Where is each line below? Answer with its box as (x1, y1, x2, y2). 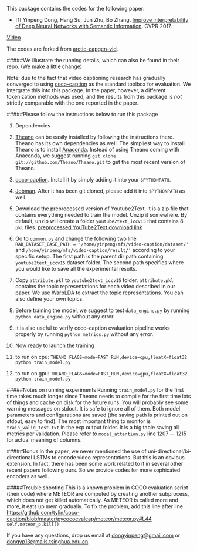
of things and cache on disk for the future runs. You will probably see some (6, 399, 189, 406)
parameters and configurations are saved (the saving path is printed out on (6, 411, 188, 418)
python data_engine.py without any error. (15, 313, 115, 320)
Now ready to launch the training (15, 342, 94, 349)
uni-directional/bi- (148, 448, 192, 455)
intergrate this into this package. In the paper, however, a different (6, 87, 166, 93)
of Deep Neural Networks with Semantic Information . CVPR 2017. (15, 23, 172, 29)
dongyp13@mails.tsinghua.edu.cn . (6, 538, 90, 545)
